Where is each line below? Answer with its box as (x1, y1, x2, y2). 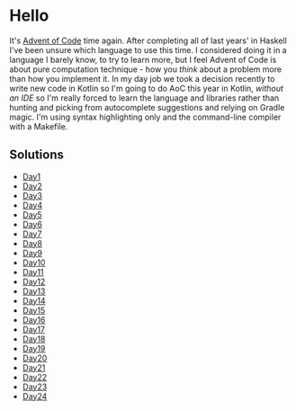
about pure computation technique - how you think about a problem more (9, 64, 282, 75)
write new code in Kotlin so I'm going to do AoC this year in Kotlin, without (9, 83, 283, 94)
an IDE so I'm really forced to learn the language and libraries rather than (9, 92, 280, 103)
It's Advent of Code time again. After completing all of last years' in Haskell (9, 35, 288, 46)
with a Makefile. (9, 120, 68, 131)
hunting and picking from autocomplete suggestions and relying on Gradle (9, 102, 285, 112)
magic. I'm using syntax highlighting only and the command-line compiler (9, 111, 282, 122)
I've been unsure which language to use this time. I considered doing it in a (9, 44, 287, 55)
